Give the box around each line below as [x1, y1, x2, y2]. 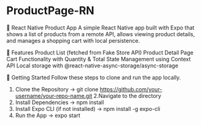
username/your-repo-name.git [15, 92, 93, 99]
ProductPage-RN [6, 4, 95, 18]
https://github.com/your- [99, 85, 162, 93]
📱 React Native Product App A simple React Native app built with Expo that [6, 24, 195, 31]
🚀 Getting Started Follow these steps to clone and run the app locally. [6, 74, 181, 81]
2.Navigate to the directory [93, 92, 161, 99]
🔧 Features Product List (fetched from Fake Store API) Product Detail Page [6, 48, 194, 56]
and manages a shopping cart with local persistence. [6, 37, 140, 44]
